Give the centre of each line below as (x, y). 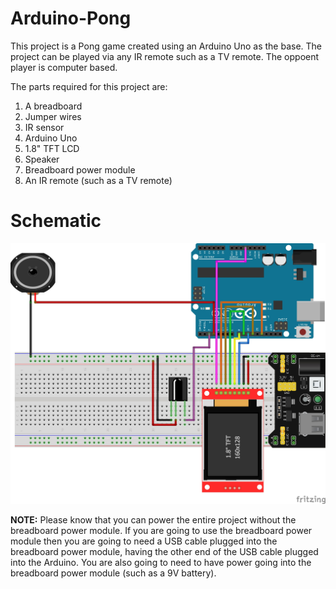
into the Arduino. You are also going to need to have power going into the (161, 562)
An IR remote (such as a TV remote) (98, 180)
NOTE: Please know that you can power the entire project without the (153, 519)
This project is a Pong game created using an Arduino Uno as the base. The (166, 46)
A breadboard (53, 106)
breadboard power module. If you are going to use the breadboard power (161, 530)
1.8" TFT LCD (52, 148)
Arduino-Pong (71, 18)
